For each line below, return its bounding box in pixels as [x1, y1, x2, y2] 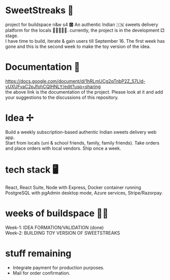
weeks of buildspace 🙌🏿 [5, 207, 109, 219]
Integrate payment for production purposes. [12, 264, 105, 270]
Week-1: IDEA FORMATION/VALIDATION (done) [5, 224, 104, 231]
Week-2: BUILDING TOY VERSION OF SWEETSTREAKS [5, 230, 120, 236]
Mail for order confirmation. [12, 270, 71, 276]
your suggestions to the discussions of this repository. [5, 94, 119, 100]
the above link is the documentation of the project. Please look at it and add [5, 89, 163, 95]
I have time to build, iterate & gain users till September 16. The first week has [5, 38, 165, 44]
